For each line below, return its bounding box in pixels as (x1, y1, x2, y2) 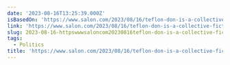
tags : (7, 35, 23, 42)
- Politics (13, 41, 44, 48)
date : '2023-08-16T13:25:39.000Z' (7, 9, 106, 17)
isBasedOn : (7, 16, 38, 23)
